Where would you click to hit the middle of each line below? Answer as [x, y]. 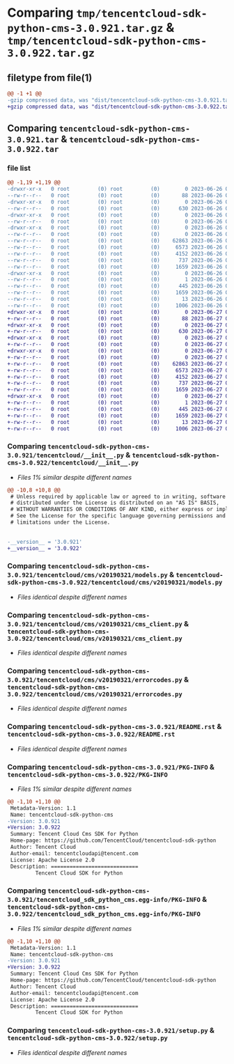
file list [19, 168]
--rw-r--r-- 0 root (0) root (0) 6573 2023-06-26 [115, 248]
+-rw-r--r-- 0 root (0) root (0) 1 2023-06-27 [115, 403]
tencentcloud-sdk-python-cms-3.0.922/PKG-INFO [88, 775]
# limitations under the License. [60, 523]
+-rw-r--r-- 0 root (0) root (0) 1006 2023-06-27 [115, 429]
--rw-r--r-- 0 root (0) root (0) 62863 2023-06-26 [115, 241]
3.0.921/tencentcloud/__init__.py [65, 455]
